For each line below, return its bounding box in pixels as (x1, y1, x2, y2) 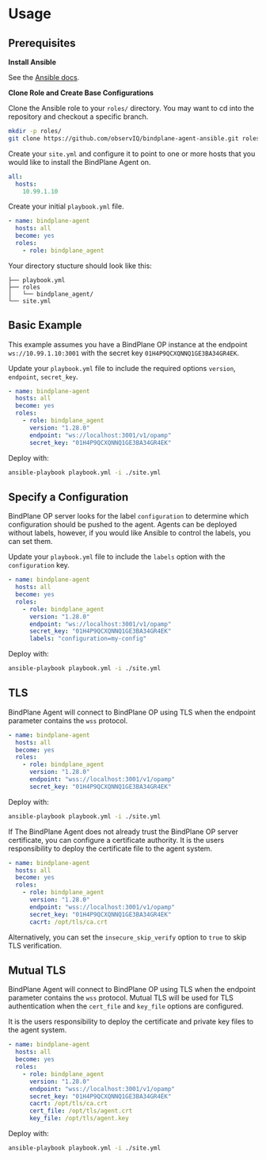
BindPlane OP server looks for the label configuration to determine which (8, 511, 249, 521)
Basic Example (8, 319, 82, 332)
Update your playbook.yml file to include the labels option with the (8, 552, 226, 561)
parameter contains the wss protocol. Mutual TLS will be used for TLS (8, 993, 234, 1003)
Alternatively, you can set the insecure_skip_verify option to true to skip (8, 932, 247, 942)
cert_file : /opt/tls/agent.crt (28, 1107, 133, 1115)
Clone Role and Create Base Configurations (8, 88, 154, 98)
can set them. (8, 537, 53, 546)
